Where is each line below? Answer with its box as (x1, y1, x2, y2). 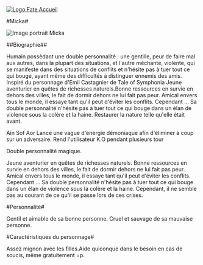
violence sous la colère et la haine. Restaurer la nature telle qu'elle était (6, 111, 185, 118)
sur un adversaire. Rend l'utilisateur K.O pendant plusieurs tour (6, 136, 164, 143)
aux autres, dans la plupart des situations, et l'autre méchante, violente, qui (6, 60, 195, 66)
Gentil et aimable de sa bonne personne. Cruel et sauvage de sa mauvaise (6, 215, 193, 222)
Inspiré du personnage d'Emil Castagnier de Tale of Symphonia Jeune (6, 79, 182, 86)
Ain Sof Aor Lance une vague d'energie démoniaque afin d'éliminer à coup (6, 129, 194, 136)
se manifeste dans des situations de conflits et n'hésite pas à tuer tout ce (6, 66, 190, 73)
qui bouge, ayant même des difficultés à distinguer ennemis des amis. (6, 72, 182, 79)
